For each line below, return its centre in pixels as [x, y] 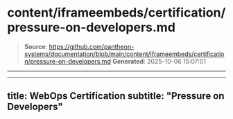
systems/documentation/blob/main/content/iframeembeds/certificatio [124, 54]
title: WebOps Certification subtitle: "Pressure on [116, 96]
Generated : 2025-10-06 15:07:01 [159, 61]
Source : [36, 46]
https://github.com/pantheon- [92, 46]
